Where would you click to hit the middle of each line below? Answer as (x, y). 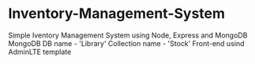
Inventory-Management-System (117, 14)
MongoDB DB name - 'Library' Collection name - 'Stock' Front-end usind (126, 43)
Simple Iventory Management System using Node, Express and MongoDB (128, 35)
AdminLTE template (40, 52)
